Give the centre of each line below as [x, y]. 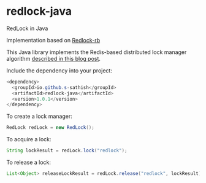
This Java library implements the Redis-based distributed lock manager [97, 52]
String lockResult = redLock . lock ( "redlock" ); [67, 151]
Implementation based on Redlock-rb [53, 40]
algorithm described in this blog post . [54, 58]
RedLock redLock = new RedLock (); [51, 128]
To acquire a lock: [29, 139]
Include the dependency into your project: [59, 70]
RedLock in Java [27, 28]
